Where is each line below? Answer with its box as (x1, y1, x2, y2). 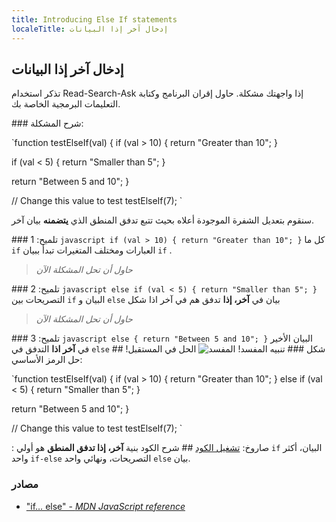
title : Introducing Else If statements (11, 14, 178, 25)
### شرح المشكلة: (11, 117, 84, 130)
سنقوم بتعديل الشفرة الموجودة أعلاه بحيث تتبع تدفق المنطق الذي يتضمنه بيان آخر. (11, 214, 315, 226)
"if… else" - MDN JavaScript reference (25, 500, 186, 512)
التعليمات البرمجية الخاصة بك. (11, 98, 121, 110)
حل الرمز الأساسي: (11, 354, 83, 366)
